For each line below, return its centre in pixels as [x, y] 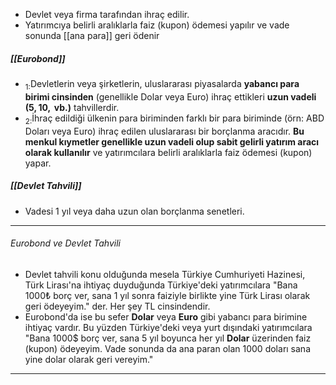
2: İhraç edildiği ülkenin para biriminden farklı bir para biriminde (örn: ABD [174, 119]
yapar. [38, 163]
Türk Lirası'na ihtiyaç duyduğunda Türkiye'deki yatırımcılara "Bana [161, 285]
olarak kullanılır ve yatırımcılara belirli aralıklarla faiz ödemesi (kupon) [168, 152]
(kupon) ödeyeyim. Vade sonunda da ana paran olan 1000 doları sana [167, 348]
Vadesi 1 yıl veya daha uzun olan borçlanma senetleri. [134, 211]
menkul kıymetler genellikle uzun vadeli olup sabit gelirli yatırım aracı [172, 141]
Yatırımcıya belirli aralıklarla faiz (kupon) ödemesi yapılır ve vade [157, 25]
